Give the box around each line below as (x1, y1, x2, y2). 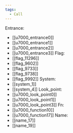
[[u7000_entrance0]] (12, 35, 54, 40)
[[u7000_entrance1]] (12, 39, 53, 45)
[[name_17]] (12, 117, 36, 123)
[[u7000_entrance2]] (12, 45, 54, 51)
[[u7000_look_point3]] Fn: (12, 102, 64, 108)
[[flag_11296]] (12, 55, 39, 61)
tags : (5, 7, 16, 12)
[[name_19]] (12, 122, 36, 128)
